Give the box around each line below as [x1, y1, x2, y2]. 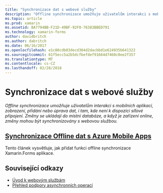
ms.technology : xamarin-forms [5, 30, 66, 34]
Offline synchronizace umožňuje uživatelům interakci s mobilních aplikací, [5, 102, 154, 108]
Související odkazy [5, 164, 64, 173]
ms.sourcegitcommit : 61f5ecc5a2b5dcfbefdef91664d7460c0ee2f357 [5, 52, 136, 57]
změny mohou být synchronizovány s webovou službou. [5, 118, 118, 124]
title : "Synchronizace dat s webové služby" [5, 7, 97, 12]
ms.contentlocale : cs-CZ [5, 61, 55, 66]
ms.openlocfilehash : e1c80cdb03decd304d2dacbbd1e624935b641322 [5, 48, 136, 52]
